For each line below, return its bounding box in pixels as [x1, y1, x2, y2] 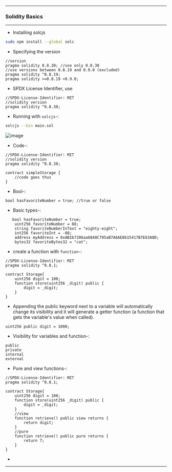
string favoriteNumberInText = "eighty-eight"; [14, 226, 118, 231]
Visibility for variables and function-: [12, 333, 90, 339]
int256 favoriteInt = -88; [14, 231, 72, 236]
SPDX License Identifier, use [12, 86, 73, 92]
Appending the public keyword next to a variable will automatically [12, 303, 153, 310]
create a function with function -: [12, 249, 82, 255]
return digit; [24, 420, 54, 425]
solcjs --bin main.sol [5, 124, 54, 129]
